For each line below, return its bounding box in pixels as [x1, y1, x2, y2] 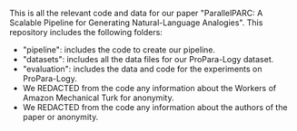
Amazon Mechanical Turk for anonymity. [22, 92, 174, 103]
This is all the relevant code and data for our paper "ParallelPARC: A [9, 8, 263, 18]
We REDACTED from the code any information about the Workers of [22, 83, 277, 93]
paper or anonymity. [22, 112, 99, 122]
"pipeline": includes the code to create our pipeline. [22, 44, 216, 55]
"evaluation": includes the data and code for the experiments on [22, 63, 262, 74]
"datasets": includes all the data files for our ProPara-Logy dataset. [22, 54, 274, 64]
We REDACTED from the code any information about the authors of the [22, 102, 288, 112]
